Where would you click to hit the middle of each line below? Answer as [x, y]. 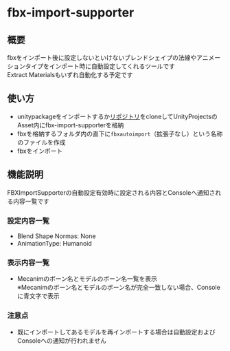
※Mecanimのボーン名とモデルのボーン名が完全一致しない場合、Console [119, 288]
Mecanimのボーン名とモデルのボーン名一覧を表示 [87, 279]
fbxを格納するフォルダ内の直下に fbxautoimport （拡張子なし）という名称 [120, 134]
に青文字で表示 [38, 296]
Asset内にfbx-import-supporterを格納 [70, 125]
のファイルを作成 [41, 142]
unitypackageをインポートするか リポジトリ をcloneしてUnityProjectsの [117, 116]
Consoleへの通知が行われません [61, 340]
